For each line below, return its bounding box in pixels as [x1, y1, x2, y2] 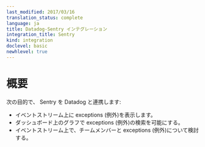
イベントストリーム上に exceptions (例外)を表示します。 [15, 111, 156, 118]
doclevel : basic [6, 43, 48, 49]
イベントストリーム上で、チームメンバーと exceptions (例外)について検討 [15, 126, 199, 134]
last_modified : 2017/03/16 [6, 9, 75, 15]
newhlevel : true [6, 49, 48, 55]
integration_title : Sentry [6, 32, 75, 38]
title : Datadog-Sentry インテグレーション [6, 26, 108, 32]
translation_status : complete [6, 15, 84, 21]
